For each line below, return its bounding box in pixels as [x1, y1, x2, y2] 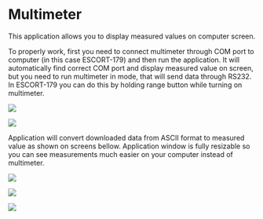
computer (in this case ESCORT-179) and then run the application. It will [8, 55, 240, 64]
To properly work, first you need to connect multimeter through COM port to [8, 46, 255, 56]
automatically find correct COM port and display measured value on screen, [8, 63, 254, 72]
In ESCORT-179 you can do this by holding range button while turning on [8, 80, 243, 89]
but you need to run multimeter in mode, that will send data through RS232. [8, 71, 252, 81]
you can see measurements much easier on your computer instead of [8, 149, 234, 159]
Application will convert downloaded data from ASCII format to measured [8, 133, 245, 142]
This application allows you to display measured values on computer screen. [8, 31, 256, 41]
